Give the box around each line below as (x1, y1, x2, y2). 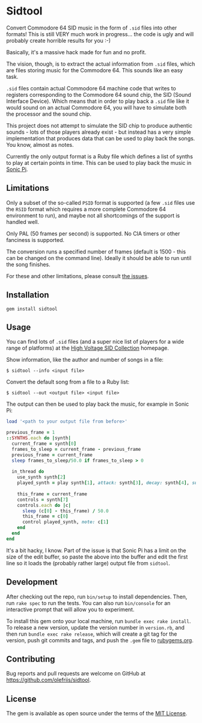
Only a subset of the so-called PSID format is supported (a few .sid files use (6, 199, 195, 206)
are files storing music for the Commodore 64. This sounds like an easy (6, 66, 183, 73)
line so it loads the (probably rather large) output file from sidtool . (6, 559, 170, 566)
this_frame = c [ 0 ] (22, 514, 69, 520)
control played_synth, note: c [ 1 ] (22, 519, 109, 525)
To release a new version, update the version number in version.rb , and (6, 624, 185, 631)
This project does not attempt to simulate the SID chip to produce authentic (6, 122, 193, 129)
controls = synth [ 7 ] (17, 497, 69, 503)
